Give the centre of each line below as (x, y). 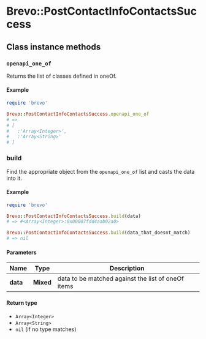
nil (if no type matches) (46, 329)
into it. (14, 178)
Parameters (21, 252)
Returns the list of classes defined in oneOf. (62, 76)
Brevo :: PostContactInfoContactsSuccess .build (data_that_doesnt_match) (98, 233)
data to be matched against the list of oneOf (120, 278)
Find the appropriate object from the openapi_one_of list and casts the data (101, 171)
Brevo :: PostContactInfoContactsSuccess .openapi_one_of (78, 114)
